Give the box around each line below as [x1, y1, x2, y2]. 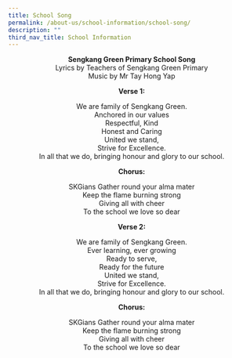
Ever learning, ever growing [87, 246, 176, 255]
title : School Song [8, 11, 72, 20]
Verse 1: [118, 87, 145, 96]
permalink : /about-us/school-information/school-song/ [8, 19, 191, 27]
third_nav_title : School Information [8, 33, 132, 42]
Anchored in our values [93, 110, 170, 120]
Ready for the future [99, 262, 165, 272]
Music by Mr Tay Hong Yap [88, 71, 176, 81]
